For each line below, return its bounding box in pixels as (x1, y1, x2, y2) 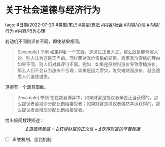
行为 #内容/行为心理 (5, 28, 45, 34)
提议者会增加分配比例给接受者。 (21, 107, 87, 112)
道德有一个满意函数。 (5, 84, 48, 90)
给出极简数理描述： (5, 117, 44, 123)
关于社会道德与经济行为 (5, 4, 101, 16)
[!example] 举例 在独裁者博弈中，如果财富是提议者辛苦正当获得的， (17, 94, 154, 100)
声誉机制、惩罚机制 (12, 136, 52, 142)
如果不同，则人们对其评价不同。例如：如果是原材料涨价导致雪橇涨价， (17, 61, 161, 67)
